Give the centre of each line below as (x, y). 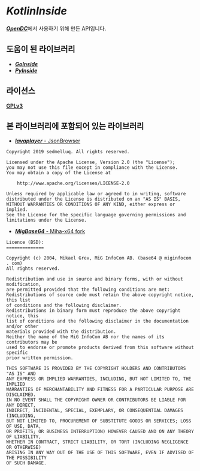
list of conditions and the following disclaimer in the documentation (97, 321)
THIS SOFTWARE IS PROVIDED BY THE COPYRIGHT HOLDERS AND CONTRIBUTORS (96, 369)
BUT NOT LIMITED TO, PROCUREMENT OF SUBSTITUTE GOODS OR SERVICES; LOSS (99, 421)
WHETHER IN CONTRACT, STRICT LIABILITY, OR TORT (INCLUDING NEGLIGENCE (97, 442)
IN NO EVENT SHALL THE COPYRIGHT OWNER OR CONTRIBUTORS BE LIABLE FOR (96, 400)
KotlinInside (37, 11)
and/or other (22, 327)
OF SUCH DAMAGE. (26, 463)
